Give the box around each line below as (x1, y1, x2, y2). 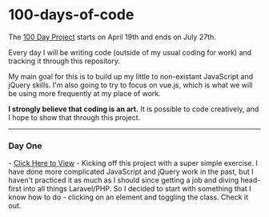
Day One (8, 140, 42, 151)
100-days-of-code (8, 6, 134, 24)
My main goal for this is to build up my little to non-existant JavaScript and (8, 71, 254, 81)
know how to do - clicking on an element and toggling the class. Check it (8, 192, 249, 202)
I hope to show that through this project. (8, 112, 141, 122)
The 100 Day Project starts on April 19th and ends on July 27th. (8, 32, 216, 42)
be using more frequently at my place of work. (8, 88, 162, 98)
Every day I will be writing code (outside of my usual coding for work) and (8, 47, 252, 57)
